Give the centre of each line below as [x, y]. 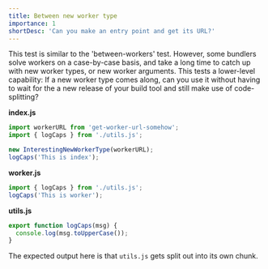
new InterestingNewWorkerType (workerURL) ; [81, 150]
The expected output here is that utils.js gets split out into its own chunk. [134, 256]
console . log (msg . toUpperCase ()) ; [72, 233]
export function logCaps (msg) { [63, 225]
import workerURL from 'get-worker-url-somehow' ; [94, 128]
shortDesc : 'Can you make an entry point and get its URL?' [112, 31]
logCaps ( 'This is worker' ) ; [56, 195]
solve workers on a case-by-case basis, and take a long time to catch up [130, 62]
